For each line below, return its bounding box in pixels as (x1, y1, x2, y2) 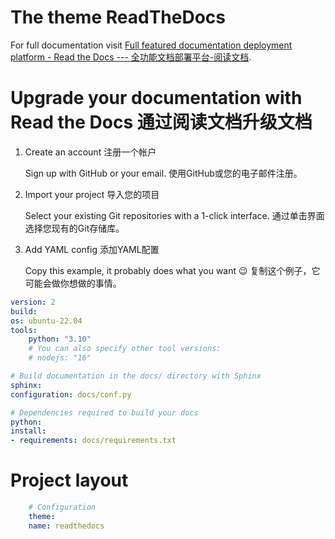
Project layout (10, 469, 129, 492)
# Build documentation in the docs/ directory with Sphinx (10, 371, 262, 381)
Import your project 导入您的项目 (24, 188, 160, 200)
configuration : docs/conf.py (10, 389, 132, 400)
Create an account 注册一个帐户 (24, 146, 157, 158)
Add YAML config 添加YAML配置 (24, 243, 160, 255)
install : (10, 426, 47, 436)
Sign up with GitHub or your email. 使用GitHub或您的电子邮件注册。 (24, 167, 303, 179)
